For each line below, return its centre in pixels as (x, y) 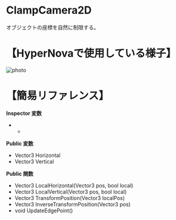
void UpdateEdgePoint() (44, 211)
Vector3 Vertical (34, 161)
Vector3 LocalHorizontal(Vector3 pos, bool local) (74, 185)
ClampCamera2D (49, 10)
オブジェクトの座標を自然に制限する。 (52, 27)
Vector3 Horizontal (37, 155)
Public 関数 (20, 173)
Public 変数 (20, 143)
